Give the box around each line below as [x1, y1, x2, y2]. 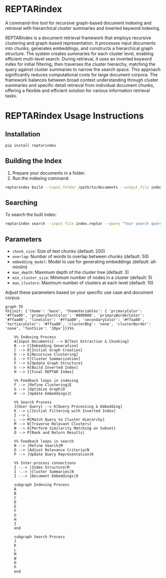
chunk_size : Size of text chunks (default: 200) [12, 248, 105, 254]
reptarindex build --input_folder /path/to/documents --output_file [5, 185, 149, 190]
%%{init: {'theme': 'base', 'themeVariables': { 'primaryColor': [5, 309, 142, 314]
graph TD [5, 304, 23, 309]
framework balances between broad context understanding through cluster [5, 77, 159, 83]
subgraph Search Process [14, 534, 65, 539]
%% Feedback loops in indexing [14, 378, 79, 383]
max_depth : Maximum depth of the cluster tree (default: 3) [12, 269, 129, 275]
